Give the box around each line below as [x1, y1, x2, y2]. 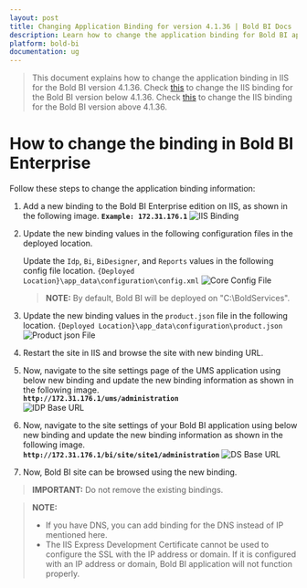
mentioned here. [45, 530, 108, 541]
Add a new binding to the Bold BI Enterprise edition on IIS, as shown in [22, 201, 288, 212]
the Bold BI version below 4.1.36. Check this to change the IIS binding [31, 92, 292, 103]
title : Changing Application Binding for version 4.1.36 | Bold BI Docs [9, 22, 292, 31]
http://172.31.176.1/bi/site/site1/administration [22, 451, 220, 460]
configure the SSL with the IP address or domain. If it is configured [45, 549, 297, 560]
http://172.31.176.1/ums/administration [22, 394, 179, 404]
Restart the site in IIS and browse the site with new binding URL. [22, 348, 264, 359]
